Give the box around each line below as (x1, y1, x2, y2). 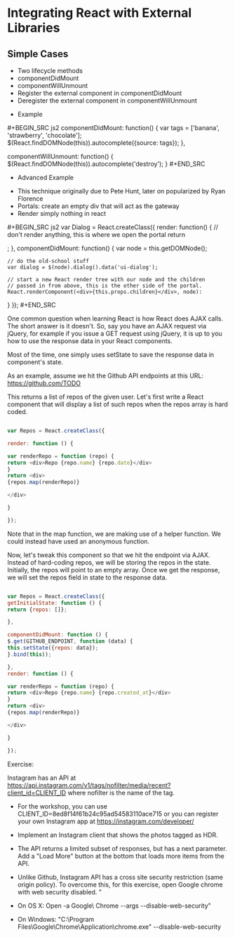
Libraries (7, 20, 60, 36)
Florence (17, 195, 43, 203)
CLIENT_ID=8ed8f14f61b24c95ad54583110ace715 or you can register (17, 809, 219, 818)
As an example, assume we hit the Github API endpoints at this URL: (7, 371, 204, 380)
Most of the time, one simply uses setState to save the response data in (7, 350, 215, 359)
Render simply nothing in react (17, 210, 107, 217)
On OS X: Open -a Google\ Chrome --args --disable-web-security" (17, 901, 212, 910)
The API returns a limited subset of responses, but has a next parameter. (17, 844, 227, 852)
